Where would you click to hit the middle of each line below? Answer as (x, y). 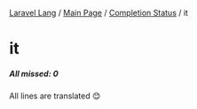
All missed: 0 (34, 74)
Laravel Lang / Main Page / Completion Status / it (99, 13)
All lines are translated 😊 (55, 96)
